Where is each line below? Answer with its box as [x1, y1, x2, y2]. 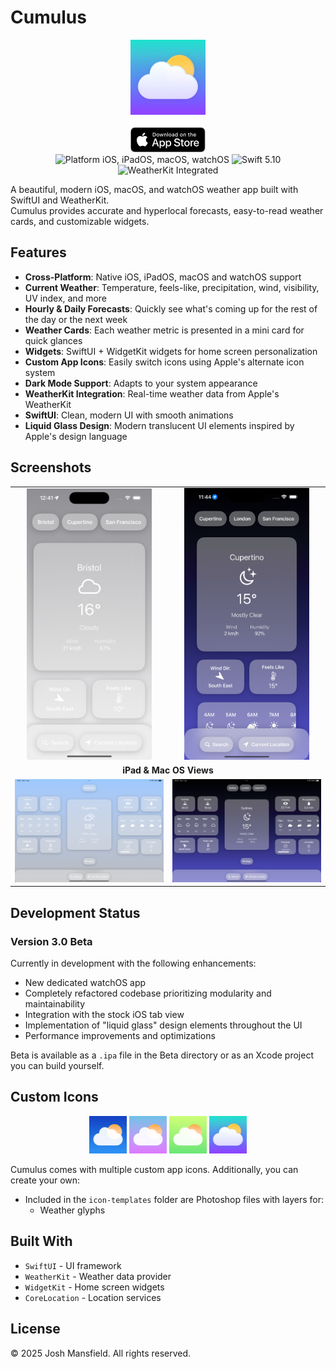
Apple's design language [24, 430, 128, 442]
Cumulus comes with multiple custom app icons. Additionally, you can [10, 1163, 299, 1175]
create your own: [10, 1174, 81, 1186]
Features [10, 244, 67, 261]
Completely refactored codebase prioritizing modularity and [24, 987, 272, 1000]
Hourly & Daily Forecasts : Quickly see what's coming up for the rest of [24, 302, 318, 315]
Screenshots [10, 459, 92, 476]
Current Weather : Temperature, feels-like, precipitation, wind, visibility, [24, 281, 320, 293]
